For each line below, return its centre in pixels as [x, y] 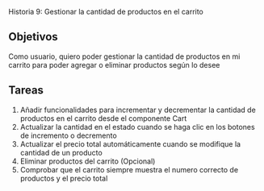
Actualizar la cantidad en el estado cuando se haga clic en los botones [138, 127]
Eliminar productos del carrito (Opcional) [88, 161]
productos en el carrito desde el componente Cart [103, 118]
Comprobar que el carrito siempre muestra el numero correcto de [129, 169]
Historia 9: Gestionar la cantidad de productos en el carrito [106, 12]
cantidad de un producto [61, 152]
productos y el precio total [64, 178]
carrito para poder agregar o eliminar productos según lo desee [114, 64]
